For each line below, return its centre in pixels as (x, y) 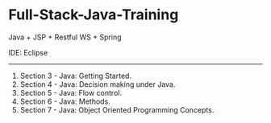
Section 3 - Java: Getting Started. (75, 76)
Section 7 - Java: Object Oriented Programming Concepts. (117, 109)
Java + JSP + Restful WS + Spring (65, 37)
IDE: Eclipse (28, 52)
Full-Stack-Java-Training (94, 15)
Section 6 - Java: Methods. (65, 101)
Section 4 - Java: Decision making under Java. (98, 84)
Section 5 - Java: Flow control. (71, 92)
